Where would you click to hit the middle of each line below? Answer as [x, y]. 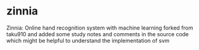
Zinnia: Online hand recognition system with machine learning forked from [100, 28]
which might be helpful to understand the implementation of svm [88, 40]
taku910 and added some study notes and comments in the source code [98, 34]
